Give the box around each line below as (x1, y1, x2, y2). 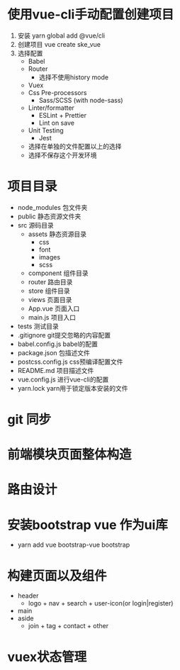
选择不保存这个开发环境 (28, 150, 97, 160)
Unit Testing (28, 125, 64, 135)
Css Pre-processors (28, 88, 87, 96)
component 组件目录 (28, 269, 89, 277)
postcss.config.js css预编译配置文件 (17, 357, 123, 366)
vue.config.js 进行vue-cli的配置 (17, 375, 109, 384)
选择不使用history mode (38, 72, 108, 82)
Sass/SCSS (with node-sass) (38, 96, 123, 104)
